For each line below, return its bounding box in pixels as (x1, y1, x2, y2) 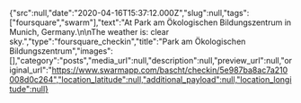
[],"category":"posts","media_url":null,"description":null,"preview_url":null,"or (9, 56, 293, 65)
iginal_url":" (9, 64, 52, 75)
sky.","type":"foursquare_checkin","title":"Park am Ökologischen (9, 36, 246, 47)
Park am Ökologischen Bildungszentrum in (134, 17, 292, 28)
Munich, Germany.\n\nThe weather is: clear (9, 27, 169, 37)
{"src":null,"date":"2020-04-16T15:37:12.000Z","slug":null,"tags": (9, 8, 250, 18)
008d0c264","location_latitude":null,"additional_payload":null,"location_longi (9, 74, 292, 84)
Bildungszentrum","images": (9, 46, 114, 56)
